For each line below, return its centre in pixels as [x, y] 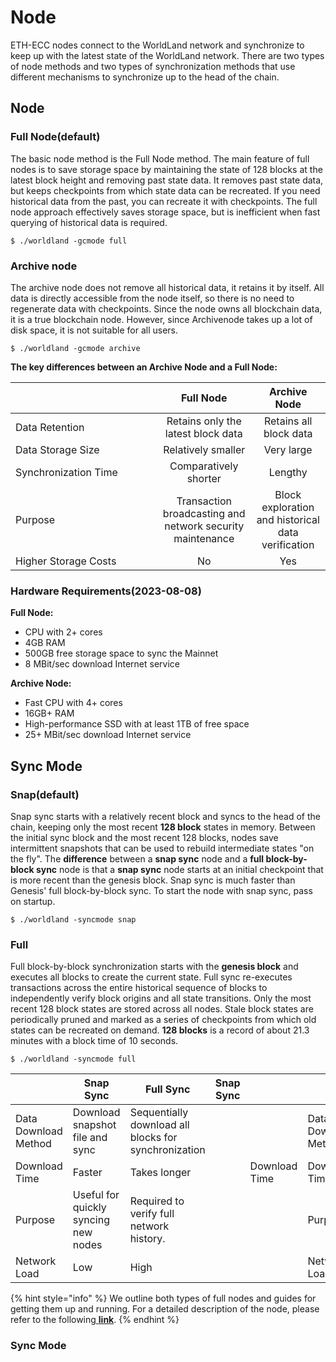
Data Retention [50, 427]
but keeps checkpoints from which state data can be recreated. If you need [165, 190]
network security [204, 526]
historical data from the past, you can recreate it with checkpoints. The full [164, 201]
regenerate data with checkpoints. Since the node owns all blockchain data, [166, 308]
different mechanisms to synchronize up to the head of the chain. [145, 77]
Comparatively [204, 466]
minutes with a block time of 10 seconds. [94, 1041]
